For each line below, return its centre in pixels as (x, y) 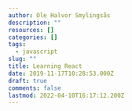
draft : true (27, 81)
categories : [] (33, 37)
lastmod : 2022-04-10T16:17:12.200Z (66, 95)
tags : (17, 45)
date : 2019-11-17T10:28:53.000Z (61, 73)
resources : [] (31, 30)
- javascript (37, 52)
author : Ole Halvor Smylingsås (59, 15)
